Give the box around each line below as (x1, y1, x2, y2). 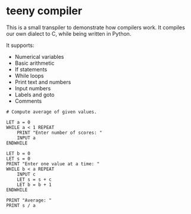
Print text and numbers (14, 78, 71, 86)
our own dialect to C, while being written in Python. (6, 30, 131, 37)
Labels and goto (14, 91, 55, 98)
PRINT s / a (6, 202, 36, 209)
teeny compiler (6, 4, 82, 18)
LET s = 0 (6, 156, 31, 162)
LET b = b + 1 (17, 181, 52, 188)
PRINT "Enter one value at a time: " (6, 160, 100, 167)
